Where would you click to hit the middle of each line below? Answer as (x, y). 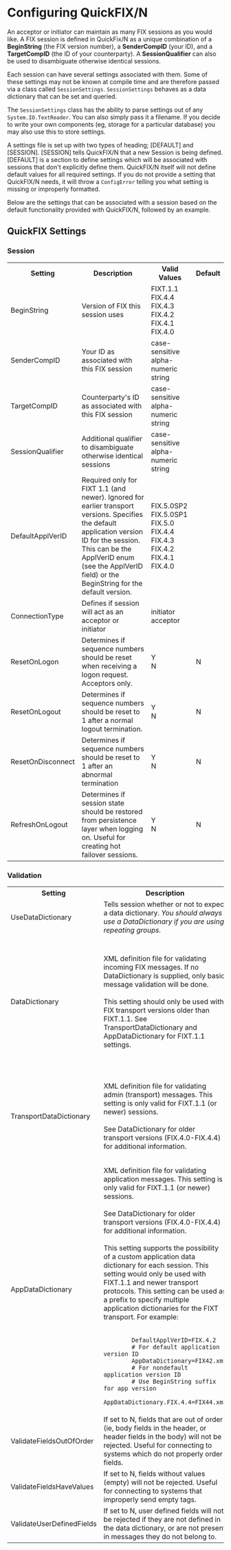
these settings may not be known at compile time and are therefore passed (113, 81)
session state (103, 803)
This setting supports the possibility (161, 1247)
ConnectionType (37, 616)
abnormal (97, 775)
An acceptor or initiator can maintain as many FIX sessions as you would (110, 32)
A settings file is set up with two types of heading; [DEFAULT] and (100, 145)
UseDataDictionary (41, 917)
